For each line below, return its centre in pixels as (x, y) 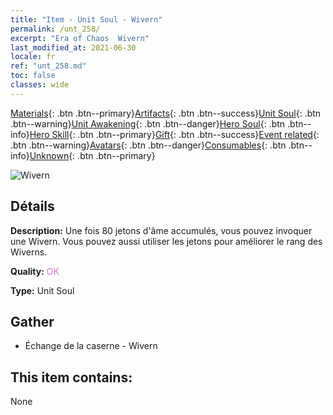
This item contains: (71, 377)
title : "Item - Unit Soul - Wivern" (86, 19)
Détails (32, 206)
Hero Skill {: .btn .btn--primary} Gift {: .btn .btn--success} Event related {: (174, 134)
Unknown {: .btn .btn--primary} (92, 155)
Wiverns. (29, 252)
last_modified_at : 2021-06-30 (73, 47)
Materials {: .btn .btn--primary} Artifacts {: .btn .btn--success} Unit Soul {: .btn (166, 113)
